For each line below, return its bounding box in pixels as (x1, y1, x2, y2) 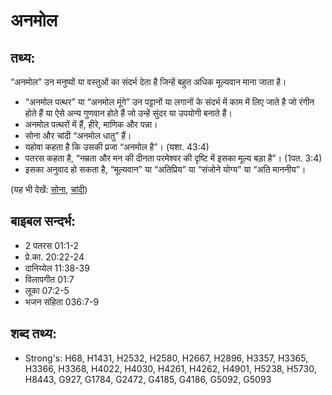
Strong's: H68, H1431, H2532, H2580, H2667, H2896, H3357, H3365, (24, 352, 309, 364)
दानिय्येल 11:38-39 (24, 262, 90, 274)
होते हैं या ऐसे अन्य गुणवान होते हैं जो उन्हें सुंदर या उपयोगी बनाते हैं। (24, 107, 233, 119)
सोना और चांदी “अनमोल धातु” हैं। (24, 130, 132, 141)
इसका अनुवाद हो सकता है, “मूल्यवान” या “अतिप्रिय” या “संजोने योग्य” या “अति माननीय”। (24, 164, 307, 175)
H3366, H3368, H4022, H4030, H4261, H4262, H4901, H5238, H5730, (24, 362, 317, 374)
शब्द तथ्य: (10, 325, 57, 343)
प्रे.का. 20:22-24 (24, 250, 85, 263)
